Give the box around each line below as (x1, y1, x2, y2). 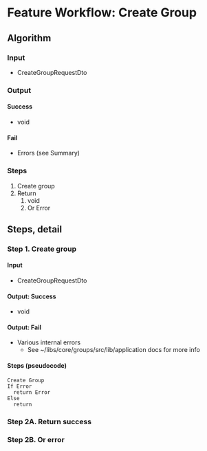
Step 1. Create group (7, 244, 77, 254)
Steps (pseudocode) (7, 362, 67, 370)
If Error (7, 383, 32, 390)
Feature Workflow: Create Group (7, 5, 197, 21)
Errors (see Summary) (17, 149, 80, 157)
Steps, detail (7, 223, 63, 235)
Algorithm (7, 32, 52, 44)
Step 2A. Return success (7, 417, 91, 426)
